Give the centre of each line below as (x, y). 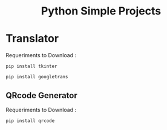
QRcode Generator (42, 95)
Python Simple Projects (101, 11)
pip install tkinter (32, 67)
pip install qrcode (30, 121)
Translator (32, 39)
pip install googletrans (37, 77)
